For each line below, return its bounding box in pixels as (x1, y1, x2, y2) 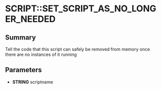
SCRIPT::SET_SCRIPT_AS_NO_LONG (5, 3, 157, 14)
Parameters (5, 66, 42, 74)
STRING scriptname (12, 79, 54, 85)
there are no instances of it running (5, 51, 77, 57)
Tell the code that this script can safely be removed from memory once (5, 46, 150, 52)
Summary (5, 33, 36, 42)
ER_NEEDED (5, 13, 56, 25)
